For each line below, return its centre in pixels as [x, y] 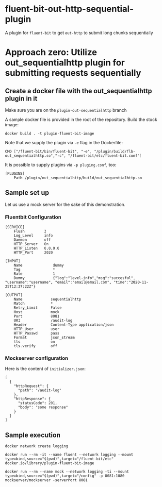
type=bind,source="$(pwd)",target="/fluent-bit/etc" [59, 459]
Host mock [37, 312]
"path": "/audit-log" [40, 390]
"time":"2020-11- [131, 283]
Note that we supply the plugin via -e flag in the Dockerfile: [64, 142]
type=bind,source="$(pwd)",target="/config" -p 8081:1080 [65, 476]
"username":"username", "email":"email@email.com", [58, 283]
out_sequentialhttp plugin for [65, 63]
